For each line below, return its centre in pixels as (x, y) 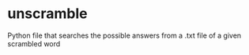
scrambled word (34, 43)
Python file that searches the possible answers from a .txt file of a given (124, 35)
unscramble (47, 14)
